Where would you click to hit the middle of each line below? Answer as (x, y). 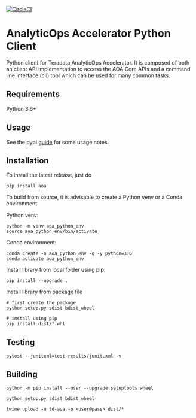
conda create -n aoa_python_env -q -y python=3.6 (69, 254)
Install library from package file (45, 292)
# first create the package (41, 303)
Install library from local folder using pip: (56, 270)
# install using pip (32, 319)
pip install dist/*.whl (36, 324)
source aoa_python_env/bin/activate (52, 231)
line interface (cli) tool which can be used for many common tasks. (88, 75)
